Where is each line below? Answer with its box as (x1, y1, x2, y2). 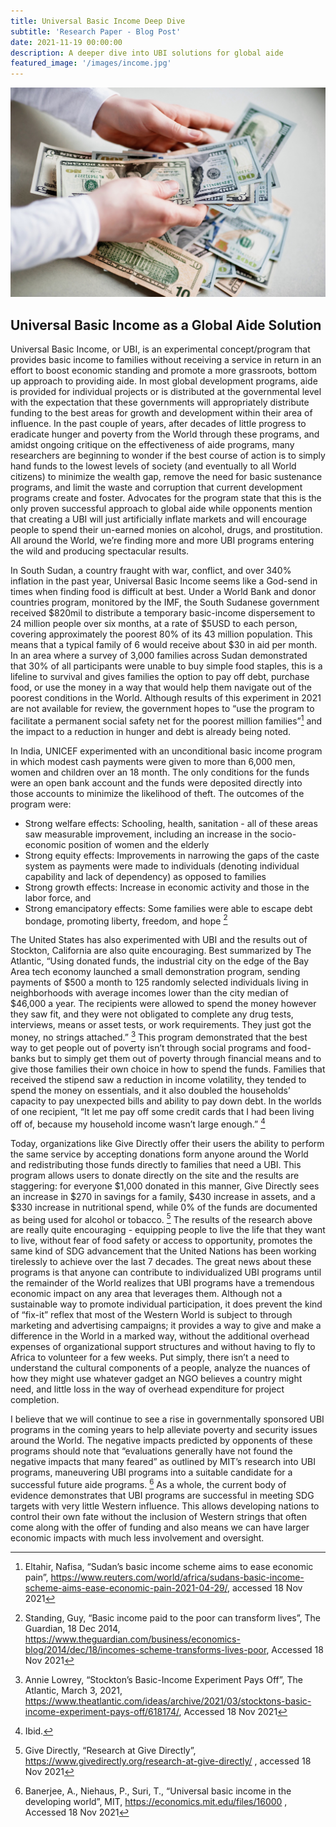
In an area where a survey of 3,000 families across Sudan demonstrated (10, 650, 308, 662)
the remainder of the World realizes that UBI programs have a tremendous (10, 1277, 315, 1289)
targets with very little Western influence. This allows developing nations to (10, 1500, 320, 1512)
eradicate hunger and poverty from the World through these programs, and (10, 428, 320, 440)
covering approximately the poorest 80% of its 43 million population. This (10, 628, 313, 640)
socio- (269, 828, 297, 840)
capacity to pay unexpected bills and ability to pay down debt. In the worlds (10, 1095, 322, 1107)
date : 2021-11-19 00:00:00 (10, 37, 123, 47)
